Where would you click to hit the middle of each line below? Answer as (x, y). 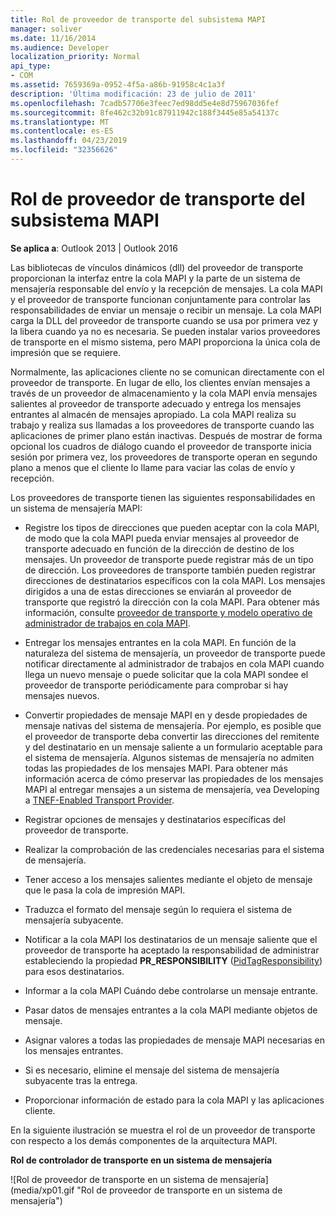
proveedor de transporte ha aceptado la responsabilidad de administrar (172, 950)
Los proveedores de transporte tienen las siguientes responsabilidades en (163, 497)
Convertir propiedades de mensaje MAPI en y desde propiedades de (166, 715)
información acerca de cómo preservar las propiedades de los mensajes (174, 778)
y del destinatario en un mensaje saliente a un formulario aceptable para (173, 747)
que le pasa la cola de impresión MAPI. (105, 890)
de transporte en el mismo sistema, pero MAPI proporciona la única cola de (165, 342)
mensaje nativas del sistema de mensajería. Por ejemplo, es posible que (173, 725)
